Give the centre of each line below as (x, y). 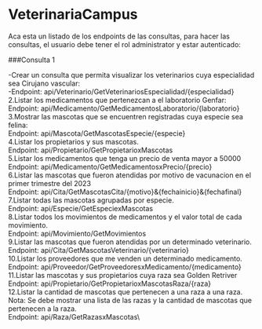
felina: (18, 125)
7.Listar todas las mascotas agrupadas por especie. (91, 200)
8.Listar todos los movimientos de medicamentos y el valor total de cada (125, 217)
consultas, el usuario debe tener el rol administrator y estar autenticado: (125, 44)
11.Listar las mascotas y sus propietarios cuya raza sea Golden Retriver (123, 275)
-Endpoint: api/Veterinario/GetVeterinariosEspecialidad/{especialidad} (121, 91)
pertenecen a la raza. (42, 309)
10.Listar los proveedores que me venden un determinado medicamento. (126, 258)
